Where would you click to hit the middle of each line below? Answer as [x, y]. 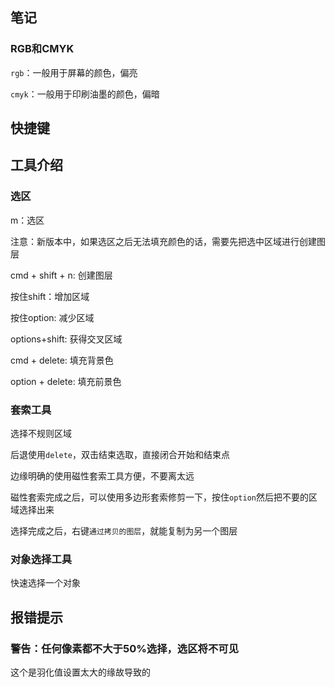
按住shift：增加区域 [50, 296]
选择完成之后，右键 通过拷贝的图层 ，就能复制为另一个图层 [124, 531]
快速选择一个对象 [45, 583]
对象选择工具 [41, 559]
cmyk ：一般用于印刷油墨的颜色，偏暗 [85, 94]
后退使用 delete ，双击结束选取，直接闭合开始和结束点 [120, 455]
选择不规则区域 [41, 434]
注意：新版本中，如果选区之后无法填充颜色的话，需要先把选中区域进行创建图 [168, 241]
